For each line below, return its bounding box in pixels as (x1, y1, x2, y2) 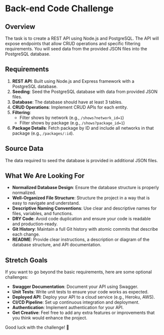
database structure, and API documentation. (12, 242, 102, 248)
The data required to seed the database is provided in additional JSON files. (5, 157, 158, 163)
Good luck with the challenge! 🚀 (5, 324, 70, 331)
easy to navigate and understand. (12, 200, 80, 206)
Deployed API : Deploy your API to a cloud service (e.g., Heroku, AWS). (12, 294, 155, 300)
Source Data (5, 144, 44, 153)
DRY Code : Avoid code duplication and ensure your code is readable (12, 216, 151, 222)
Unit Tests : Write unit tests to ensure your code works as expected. (12, 289, 149, 295)
